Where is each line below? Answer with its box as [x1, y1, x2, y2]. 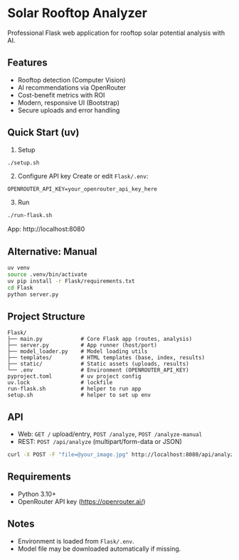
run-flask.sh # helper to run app [7, 386, 142, 393]
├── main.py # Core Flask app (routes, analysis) [7, 336, 193, 343]
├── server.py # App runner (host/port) [7, 342, 158, 349]
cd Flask [7, 284, 33, 291]
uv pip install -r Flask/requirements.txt [7, 278, 135, 285]
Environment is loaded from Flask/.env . [17, 537, 134, 545]
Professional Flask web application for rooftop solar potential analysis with [7, 28, 225, 37]
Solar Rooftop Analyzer [7, 5, 148, 21]
